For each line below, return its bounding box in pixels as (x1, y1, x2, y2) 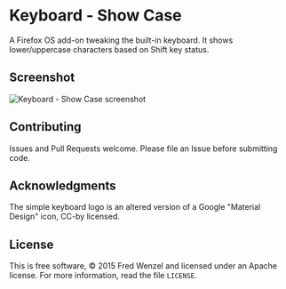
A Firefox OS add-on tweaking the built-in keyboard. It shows (9, 35, 234, 45)
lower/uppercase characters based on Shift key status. (9, 44, 210, 54)
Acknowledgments (9, 178, 117, 193)
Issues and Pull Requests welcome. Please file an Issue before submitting (9, 143, 278, 154)
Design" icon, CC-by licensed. (9, 211, 120, 222)
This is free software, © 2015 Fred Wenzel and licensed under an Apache (9, 261, 278, 271)
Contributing (9, 119, 82, 134)
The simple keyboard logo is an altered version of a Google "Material (9, 202, 261, 213)
